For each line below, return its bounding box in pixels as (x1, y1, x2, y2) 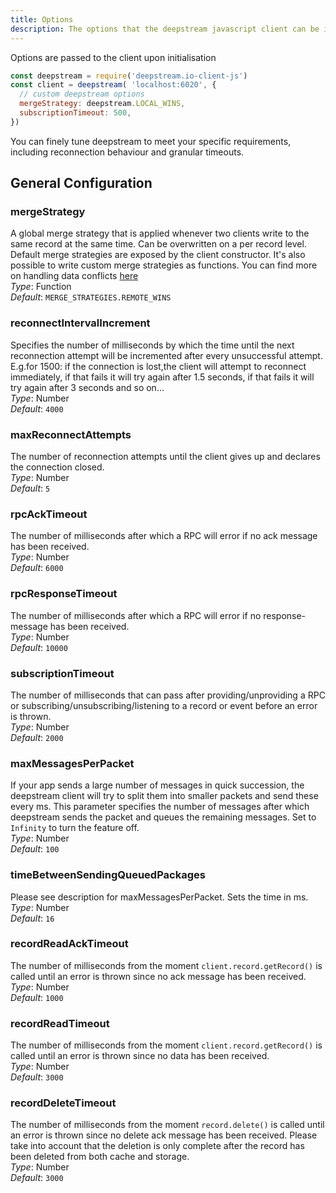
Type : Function (10, 281, 72, 293)
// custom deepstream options (19, 89, 145, 100)
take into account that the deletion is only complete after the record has (10, 1140, 305, 1152)
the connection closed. (10, 461, 105, 473)
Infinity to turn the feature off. (10, 822, 140, 834)
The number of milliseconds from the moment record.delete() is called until (10, 1119, 325, 1131)
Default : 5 (10, 482, 51, 495)
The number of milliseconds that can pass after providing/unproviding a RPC (10, 689, 326, 701)
